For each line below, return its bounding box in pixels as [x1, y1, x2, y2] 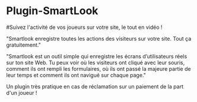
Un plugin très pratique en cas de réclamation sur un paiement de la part [6, 83, 184, 90]
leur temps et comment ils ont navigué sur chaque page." [6, 71, 147, 78]
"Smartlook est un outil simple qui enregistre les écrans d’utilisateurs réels [6, 52, 188, 60]
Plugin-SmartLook [6, 4, 99, 18]
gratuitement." [6, 41, 42, 48]
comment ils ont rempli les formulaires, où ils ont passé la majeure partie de [6, 65, 191, 72]
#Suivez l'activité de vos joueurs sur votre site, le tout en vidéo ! [6, 24, 163, 31]
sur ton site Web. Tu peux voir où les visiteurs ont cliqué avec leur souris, [6, 59, 185, 66]
